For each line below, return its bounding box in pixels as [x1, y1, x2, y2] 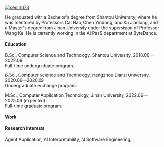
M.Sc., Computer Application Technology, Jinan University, [5, 92, 125, 98]
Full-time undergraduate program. [5, 63, 74, 69]
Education [5, 41, 27, 47]
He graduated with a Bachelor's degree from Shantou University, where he [5, 14, 157, 20]
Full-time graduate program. [5, 103, 63, 109]
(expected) [23, 98, 46, 104]
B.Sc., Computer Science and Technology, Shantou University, [5, 52, 132, 58]
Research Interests [5, 125, 45, 131]
